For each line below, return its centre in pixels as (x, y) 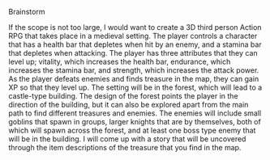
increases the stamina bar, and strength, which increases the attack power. (134, 70)
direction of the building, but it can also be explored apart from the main (129, 105)
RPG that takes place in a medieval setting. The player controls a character (133, 36)
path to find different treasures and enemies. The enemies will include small (135, 113)
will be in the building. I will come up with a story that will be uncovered (127, 139)
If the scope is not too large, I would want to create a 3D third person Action (135, 27)
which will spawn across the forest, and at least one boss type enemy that (132, 130)
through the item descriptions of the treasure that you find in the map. (125, 147)
